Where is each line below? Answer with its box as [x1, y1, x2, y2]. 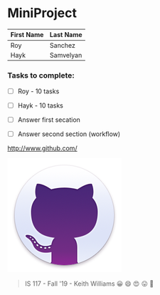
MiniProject [7, 5, 77, 21]
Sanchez [49, 41, 76, 49]
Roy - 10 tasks [17, 87, 60, 95]
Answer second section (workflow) [17, 130, 121, 138]
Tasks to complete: [7, 71, 75, 81]
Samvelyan [49, 51, 82, 59]
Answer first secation [17, 115, 80, 124]
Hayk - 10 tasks [17, 101, 64, 110]
